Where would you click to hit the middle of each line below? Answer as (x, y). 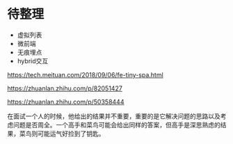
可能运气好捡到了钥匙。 (71, 134)
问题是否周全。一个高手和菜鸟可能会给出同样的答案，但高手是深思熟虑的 (116, 125)
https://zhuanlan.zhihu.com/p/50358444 (66, 102)
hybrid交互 (33, 61)
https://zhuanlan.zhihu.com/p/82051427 (65, 88)
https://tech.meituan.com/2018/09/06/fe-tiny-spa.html (85, 74)
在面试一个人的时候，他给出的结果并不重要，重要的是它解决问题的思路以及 (114, 116)
